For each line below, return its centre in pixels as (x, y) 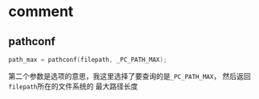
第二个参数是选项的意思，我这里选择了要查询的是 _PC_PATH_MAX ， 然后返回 (129, 76)
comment (41, 12)
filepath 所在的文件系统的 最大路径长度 (73, 86)
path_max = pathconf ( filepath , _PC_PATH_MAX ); (88, 60)
